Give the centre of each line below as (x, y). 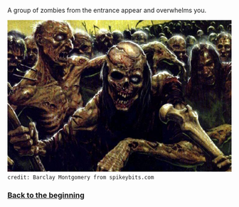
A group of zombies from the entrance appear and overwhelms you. (107, 10)
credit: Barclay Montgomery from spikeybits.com (81, 177)
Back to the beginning (46, 195)
